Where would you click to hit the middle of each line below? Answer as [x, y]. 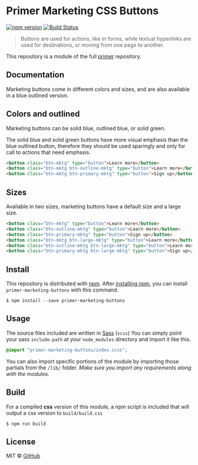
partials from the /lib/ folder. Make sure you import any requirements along [99, 368]
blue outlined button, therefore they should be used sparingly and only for [96, 146]
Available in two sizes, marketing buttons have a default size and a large [93, 207]
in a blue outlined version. [37, 95]
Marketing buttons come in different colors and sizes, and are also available [98, 89]
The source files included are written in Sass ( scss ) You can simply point [94, 333]
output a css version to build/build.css [55, 413]
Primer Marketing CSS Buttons [82, 11]
